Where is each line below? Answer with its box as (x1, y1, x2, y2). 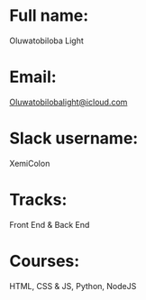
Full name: (9, 5, 88, 26)
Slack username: (9, 128, 139, 149)
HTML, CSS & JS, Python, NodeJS (9, 280, 137, 291)
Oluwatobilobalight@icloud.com (9, 96, 128, 107)
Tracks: (9, 190, 68, 210)
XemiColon (9, 158, 50, 168)
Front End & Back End (9, 219, 90, 230)
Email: (9, 67, 57, 87)
